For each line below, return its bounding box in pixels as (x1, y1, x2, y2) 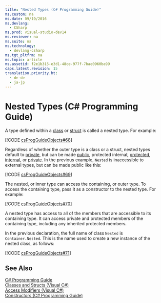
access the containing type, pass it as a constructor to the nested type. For (5, 186, 156, 192)
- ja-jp (9, 80, 25, 85)
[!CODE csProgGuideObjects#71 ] (5, 250, 71, 256)
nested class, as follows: (5, 240, 55, 246)
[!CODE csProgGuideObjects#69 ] (5, 172, 72, 177)
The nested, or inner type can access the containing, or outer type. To (5, 181, 146, 187)
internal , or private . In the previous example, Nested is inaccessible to (5, 157, 144, 163)
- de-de (9, 75, 25, 80)
